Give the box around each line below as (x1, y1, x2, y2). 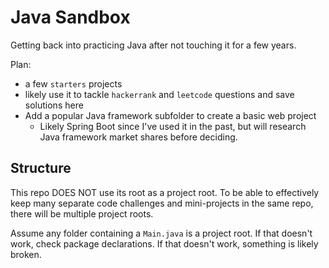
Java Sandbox (10, 6, 131, 29)
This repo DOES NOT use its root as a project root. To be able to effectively (10, 186, 320, 198)
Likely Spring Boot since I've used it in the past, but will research (39, 120, 307, 132)
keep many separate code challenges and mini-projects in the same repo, (10, 197, 314, 209)
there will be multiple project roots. (10, 207, 154, 220)
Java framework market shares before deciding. (39, 131, 238, 143)
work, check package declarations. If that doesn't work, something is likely (10, 237, 319, 250)
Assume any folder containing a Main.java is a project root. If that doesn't (10, 227, 313, 239)
